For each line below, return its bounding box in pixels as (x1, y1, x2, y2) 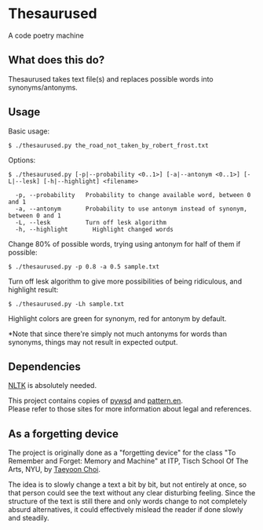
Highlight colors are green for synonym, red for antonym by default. (8, 313, 227, 323)
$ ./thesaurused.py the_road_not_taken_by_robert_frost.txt (8, 141, 210, 149)
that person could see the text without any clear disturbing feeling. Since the (8, 488, 256, 498)
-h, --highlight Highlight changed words (15, 225, 174, 233)
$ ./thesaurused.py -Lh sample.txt (8, 300, 125, 308)
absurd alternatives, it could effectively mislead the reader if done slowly (8, 505, 243, 514)
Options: (8, 155, 36, 165)
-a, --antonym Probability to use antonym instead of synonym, (15, 205, 247, 213)
